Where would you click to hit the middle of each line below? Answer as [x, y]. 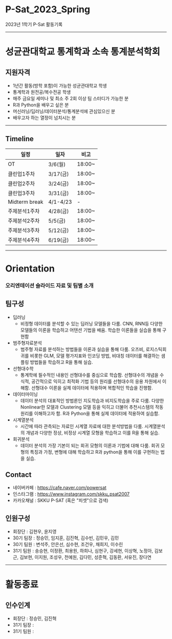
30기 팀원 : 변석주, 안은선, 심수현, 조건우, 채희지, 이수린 [68, 545]
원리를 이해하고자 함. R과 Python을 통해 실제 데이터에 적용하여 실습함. [90, 413]
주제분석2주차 [24, 221]
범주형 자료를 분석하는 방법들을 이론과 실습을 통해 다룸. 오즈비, [82, 349]
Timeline [20, 139]
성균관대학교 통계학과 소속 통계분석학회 [83, 52]
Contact [18, 475]
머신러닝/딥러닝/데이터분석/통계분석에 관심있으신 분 [64, 111]
